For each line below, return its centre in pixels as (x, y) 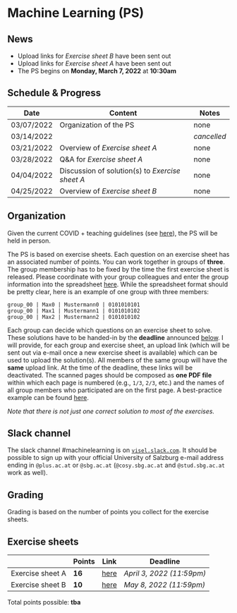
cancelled (210, 136)
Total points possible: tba (44, 602)
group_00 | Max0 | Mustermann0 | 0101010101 (74, 305)
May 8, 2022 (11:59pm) (165, 585)
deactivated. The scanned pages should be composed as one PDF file (110, 375)
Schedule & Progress (54, 93)
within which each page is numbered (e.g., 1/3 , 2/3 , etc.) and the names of (116, 382)
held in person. (29, 241)
